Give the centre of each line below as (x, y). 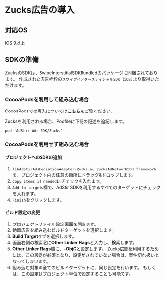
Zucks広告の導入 (40, 10)
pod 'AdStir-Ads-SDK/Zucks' (34, 131)
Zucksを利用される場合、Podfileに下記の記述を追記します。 (66, 121)
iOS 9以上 (15, 43)
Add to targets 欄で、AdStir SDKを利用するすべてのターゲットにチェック (86, 188)
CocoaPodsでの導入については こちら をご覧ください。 (60, 111)
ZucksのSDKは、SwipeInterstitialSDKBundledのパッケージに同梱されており (82, 73)
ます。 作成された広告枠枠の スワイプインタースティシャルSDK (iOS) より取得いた (82, 79)
